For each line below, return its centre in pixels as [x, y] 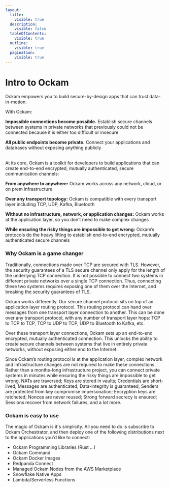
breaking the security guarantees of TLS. [48, 292]
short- [157, 381]
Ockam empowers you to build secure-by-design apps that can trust [77, 97]
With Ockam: [19, 112]
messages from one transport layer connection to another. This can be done [85, 312]
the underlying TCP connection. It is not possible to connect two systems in [84, 275]
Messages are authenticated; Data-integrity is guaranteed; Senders [88, 386]
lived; [11, 386]
